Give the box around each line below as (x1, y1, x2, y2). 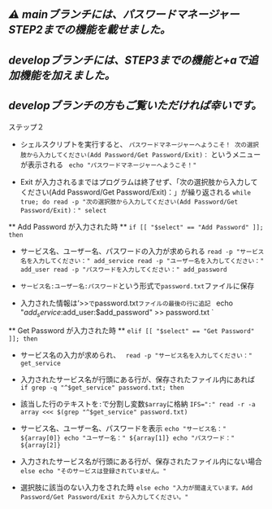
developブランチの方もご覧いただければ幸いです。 (8, 99, 262, 112)
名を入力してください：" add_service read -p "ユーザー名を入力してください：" (19, 257, 265, 265)
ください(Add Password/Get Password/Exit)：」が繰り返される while (19, 186, 252, 197)
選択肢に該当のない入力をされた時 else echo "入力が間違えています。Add (19, 483, 253, 493)
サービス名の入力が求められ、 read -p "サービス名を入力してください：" (19, 350, 253, 360)
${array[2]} (19, 441, 61, 450)
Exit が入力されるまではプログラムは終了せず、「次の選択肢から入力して (19, 177, 258, 186)
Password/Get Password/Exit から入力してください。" (19, 494, 189, 502)
